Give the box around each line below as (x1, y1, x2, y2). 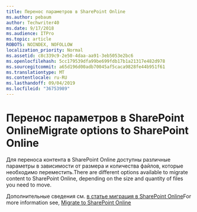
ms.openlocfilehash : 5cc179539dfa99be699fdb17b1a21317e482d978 (6, 58, 166, 64)
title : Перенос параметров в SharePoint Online (6, 8, 126, 15)
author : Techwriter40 (6, 20, 60, 25)
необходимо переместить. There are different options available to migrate (6, 168, 188, 175)
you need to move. (6, 181, 52, 188)
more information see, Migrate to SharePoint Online (6, 199, 131, 206)
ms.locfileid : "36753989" (6, 86, 70, 92)
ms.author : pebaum (6, 14, 51, 20)
